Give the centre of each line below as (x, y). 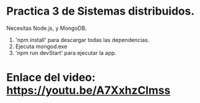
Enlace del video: (51, 78)
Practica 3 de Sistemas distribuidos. (101, 11)
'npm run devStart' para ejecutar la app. (66, 52)
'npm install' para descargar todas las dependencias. (82, 40)
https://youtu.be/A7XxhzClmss (88, 91)
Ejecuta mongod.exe (41, 46)
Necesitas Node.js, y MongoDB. (47, 28)
